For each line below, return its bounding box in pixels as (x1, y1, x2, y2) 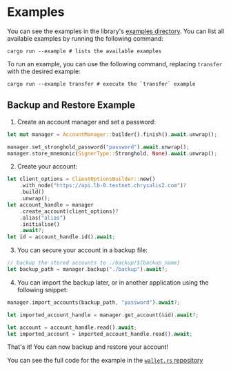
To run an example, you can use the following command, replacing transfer (7, 59, 223, 68)
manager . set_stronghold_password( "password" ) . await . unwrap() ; (7, 143, 190, 151)
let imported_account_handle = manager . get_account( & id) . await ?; (7, 312, 199, 318)
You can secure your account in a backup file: (17, 246, 148, 254)
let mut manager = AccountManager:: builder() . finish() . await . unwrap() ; (7, 131, 217, 138)
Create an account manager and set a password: (17, 117, 157, 126)
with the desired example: (7, 67, 81, 75)
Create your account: (17, 162, 78, 171)
